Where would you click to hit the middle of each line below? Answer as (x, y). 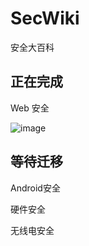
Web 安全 (30, 108)
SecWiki (45, 18)
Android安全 (35, 188)
